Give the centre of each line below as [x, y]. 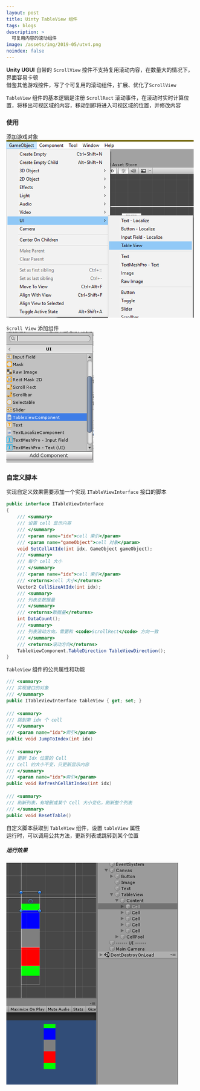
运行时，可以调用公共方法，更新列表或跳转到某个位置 [73, 835]
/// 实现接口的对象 [27, 688]
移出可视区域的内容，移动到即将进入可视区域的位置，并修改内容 [102, 105]
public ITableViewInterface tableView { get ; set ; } [74, 701]
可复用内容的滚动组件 [34, 38]
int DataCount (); [39, 619]
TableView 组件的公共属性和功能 [46, 669]
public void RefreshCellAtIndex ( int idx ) [59, 784]
